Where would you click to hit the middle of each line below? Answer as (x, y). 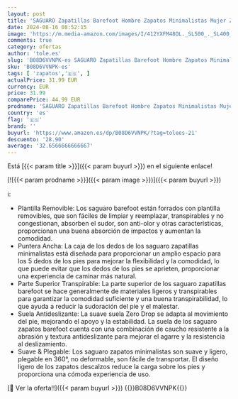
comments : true (30, 40)
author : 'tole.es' (34, 54)
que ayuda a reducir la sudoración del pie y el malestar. (98, 307)
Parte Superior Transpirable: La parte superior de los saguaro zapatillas (122, 284)
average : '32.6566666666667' (50, 146)
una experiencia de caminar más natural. (77, 276)
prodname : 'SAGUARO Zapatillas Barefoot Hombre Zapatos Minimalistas (112, 106)
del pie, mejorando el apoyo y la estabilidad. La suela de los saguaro (117, 322)
